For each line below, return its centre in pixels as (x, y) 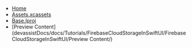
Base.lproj (24, 21)
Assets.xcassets (31, 14)
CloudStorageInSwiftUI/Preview (50, 39)
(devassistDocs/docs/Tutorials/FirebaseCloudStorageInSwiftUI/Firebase (99, 33)
